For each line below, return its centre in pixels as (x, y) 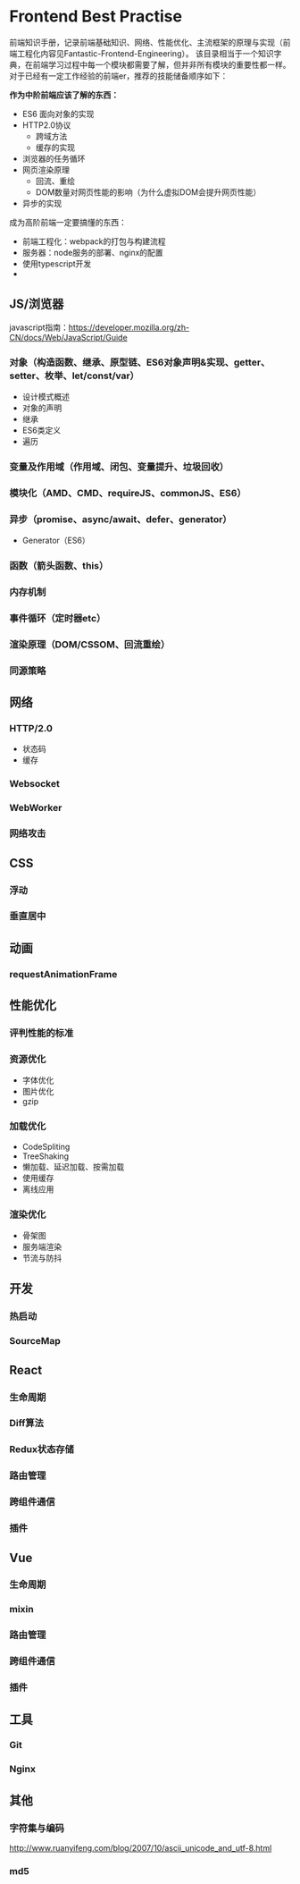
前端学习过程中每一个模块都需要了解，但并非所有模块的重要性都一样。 (162, 64)
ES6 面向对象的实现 (58, 114)
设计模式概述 (46, 397)
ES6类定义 (41, 430)
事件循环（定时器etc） (58, 618)
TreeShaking (46, 1156)
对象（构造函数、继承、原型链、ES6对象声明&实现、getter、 (140, 362)
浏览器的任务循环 (54, 158)
